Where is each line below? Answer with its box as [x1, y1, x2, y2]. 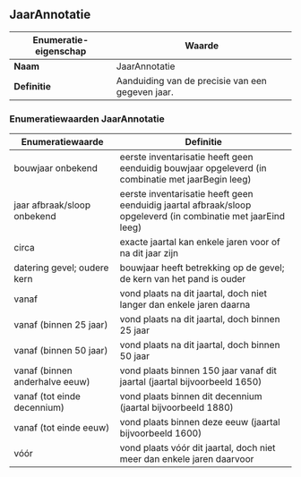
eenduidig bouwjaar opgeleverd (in [119, 162, 267, 175]
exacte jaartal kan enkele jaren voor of [119, 236, 280, 249]
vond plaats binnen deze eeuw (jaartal [119, 416, 280, 429]
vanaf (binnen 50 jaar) [13, 345, 108, 357]
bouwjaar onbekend [13, 162, 99, 175]
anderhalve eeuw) [13, 376, 90, 388]
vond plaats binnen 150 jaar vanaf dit [119, 364, 278, 377]
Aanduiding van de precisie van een [116, 74, 267, 87]
